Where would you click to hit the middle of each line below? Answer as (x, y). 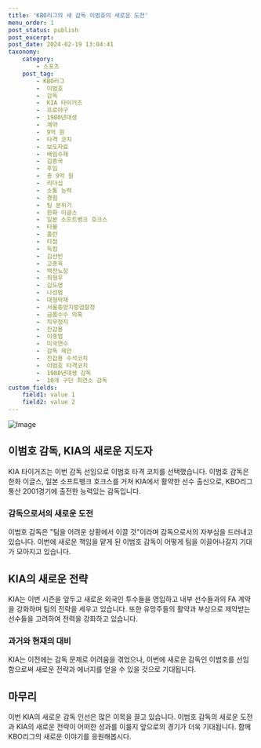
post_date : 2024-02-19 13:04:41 (61, 45)
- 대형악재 (53, 300)
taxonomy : (24, 52)
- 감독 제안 (54, 351)
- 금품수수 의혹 (60, 315)
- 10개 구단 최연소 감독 (72, 380)
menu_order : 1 (31, 23)
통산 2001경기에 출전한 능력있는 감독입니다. (74, 491)
